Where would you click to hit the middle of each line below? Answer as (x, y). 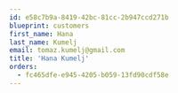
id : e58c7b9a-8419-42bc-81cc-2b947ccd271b (89, 17)
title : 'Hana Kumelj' (49, 58)
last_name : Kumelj (43, 42)
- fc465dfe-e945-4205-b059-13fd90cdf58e (93, 75)
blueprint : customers (49, 26)
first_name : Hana (41, 34)
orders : (24, 67)
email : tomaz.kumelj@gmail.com (67, 50)
